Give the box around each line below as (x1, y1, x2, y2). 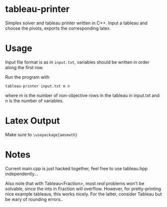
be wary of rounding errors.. (5, 196, 63, 202)
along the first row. (5, 64, 44, 70)
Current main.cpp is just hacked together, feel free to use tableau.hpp (5, 165, 148, 171)
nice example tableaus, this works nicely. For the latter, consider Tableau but (5, 191, 162, 197)
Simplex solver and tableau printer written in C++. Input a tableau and (5, 20, 148, 26)
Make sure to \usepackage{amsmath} (5, 131, 78, 137)
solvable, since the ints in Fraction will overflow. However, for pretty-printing (5, 186, 162, 192)
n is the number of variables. (5, 98, 64, 103)
